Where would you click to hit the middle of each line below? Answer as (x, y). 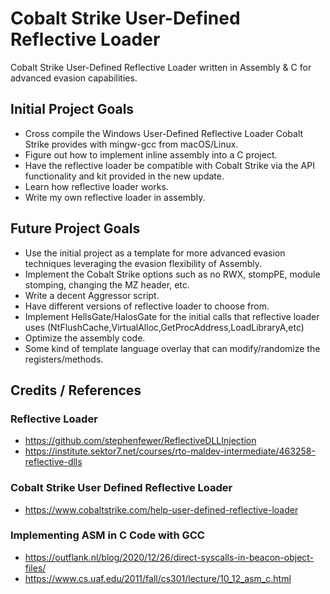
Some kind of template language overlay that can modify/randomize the (172, 348)
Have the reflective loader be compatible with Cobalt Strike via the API (169, 165)
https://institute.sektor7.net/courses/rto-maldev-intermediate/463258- (170, 451)
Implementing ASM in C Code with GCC (107, 535)
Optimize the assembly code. (85, 338)
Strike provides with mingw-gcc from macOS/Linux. (131, 144)
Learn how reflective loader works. (96, 186)
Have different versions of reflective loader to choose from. (147, 306)
